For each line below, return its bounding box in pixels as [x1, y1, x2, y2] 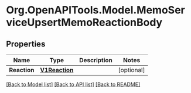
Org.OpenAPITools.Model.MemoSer [6, 3, 186, 17]
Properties [6, 39, 46, 49]
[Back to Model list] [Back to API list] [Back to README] [6, 81, 141, 88]
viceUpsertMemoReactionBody [6, 16, 163, 29]
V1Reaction [40, 66, 74, 74]
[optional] [118, 66, 145, 74]
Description [79, 56, 113, 64]
